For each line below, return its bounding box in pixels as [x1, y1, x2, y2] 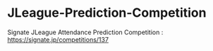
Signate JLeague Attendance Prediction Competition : [7, 28, 164, 36]
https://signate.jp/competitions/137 [7, 35, 109, 43]
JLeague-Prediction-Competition [7, 5, 207, 21]
